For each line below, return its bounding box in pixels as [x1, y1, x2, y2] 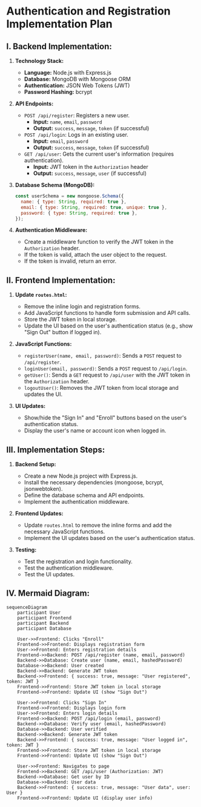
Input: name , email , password [33, 118, 103, 125]
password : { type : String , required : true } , [21, 210, 138, 216]
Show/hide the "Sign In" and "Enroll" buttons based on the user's [24, 414, 187, 421]
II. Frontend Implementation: [6, 275, 116, 285]
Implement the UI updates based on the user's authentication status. [24, 535, 196, 541]
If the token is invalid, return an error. [24, 257, 117, 265]
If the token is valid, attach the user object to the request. [24, 251, 167, 259]
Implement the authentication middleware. [24, 498, 130, 505]
